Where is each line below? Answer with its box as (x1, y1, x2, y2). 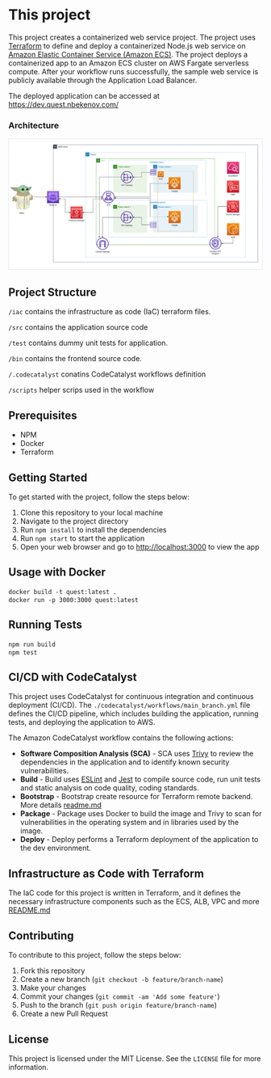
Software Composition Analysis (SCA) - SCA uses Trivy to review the (19, 749, 254, 759)
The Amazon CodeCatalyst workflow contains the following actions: (8, 733, 234, 743)
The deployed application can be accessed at (8, 91, 160, 100)
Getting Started (8, 470, 88, 484)
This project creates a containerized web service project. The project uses (8, 32, 256, 42)
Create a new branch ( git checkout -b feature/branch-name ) (19, 975, 224, 984)
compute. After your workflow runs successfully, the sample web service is (8, 66, 259, 76)
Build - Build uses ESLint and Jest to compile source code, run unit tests (19, 774, 261, 785)
